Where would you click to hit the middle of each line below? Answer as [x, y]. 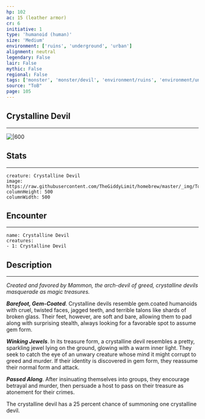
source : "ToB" [24, 86]
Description [29, 265]
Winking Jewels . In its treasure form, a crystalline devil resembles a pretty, [101, 341]
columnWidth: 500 [28, 197]
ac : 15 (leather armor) [37, 18]
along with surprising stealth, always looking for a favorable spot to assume [101, 323]
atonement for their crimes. [41, 392]
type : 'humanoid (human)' [39, 35]
